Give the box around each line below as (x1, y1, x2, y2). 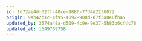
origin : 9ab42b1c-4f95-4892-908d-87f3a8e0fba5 (6, 14, 126, 20)
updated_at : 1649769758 (6, 25, 66, 32)
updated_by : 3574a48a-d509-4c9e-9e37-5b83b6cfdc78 (6, 20, 137, 26)
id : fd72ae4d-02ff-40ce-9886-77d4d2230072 (6, 8, 115, 15)
